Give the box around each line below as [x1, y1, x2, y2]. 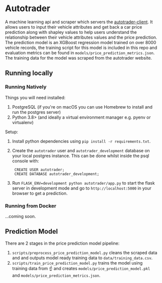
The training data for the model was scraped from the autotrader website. [5, 55, 152, 61]
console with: [12, 158, 39, 164]
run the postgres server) [12, 109, 61, 115]
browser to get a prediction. [12, 190, 68, 196]
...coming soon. [5, 213, 36, 219]
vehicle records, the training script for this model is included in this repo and [5, 45, 158, 50]
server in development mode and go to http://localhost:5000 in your [12, 185, 152, 191]
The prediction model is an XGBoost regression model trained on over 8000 [5, 39, 156, 45]
